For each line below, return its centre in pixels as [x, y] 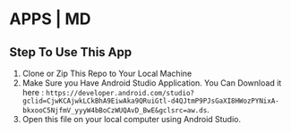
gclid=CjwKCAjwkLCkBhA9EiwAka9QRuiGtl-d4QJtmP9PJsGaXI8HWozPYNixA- [150, 101]
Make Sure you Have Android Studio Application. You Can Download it [152, 83]
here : [33, 92]
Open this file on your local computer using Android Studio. [132, 119]
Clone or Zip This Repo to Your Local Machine [107, 73]
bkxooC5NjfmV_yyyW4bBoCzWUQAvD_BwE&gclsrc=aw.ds [115, 111]
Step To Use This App [71, 52]
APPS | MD [50, 19]
